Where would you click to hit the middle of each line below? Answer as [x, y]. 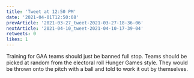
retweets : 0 [21, 34]
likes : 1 [17, 39]
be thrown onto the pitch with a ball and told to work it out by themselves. [97, 69]
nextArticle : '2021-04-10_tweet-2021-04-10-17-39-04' [75, 28]
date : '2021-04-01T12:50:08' [43, 17]
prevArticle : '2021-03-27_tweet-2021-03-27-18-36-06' [75, 23]
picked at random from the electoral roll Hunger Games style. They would [97, 63]
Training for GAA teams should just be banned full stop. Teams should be [97, 56]
